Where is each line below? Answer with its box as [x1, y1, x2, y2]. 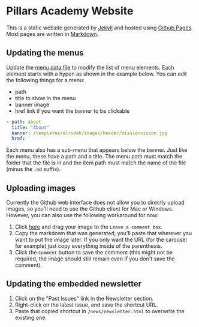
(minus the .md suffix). [6, 166, 61, 173]
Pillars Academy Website [6, 4, 134, 18]
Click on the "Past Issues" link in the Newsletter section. [14, 295, 154, 302]
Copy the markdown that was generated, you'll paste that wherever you [14, 230, 192, 237]
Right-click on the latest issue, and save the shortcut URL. [14, 301, 158, 308]
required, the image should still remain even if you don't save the [14, 255, 175, 262]
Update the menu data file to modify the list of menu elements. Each [6, 64, 175, 71]
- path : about [6, 119, 42, 125]
